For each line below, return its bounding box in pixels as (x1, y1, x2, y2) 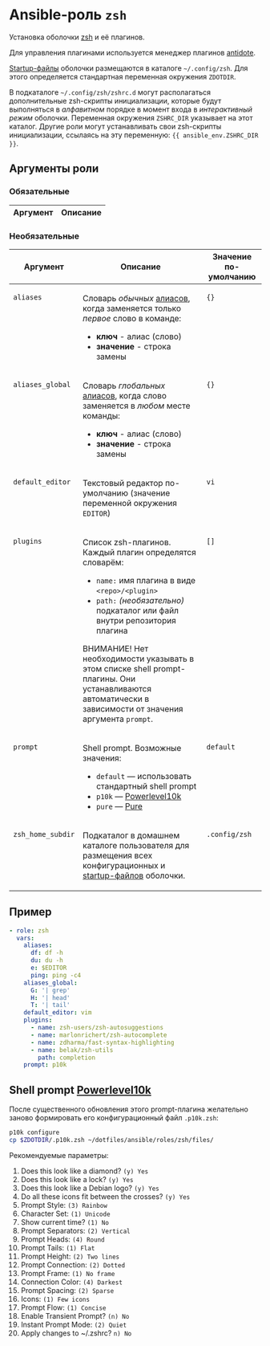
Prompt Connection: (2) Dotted (20, 1259, 126, 1270)
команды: (82, 410, 121, 421)
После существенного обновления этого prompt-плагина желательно (9, 1104, 249, 1114)
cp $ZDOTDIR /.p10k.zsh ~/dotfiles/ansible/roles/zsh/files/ (9, 1136, 215, 1144)
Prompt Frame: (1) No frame (20, 1268, 115, 1278)
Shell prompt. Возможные (82, 742, 182, 753)
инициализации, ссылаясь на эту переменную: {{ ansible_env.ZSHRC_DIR (9, 130, 259, 140)
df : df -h (30, 949, 63, 957)
